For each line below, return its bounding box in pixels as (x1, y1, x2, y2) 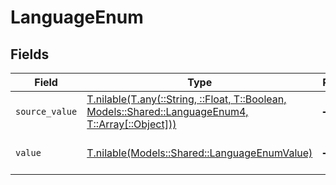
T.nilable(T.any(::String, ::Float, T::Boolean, (86, 92, 287, 106)
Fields (10, 46, 50, 63)
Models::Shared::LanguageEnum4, (86, 105, 249, 118)
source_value (15, 106, 78, 117)
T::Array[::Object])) (86, 117, 177, 131)
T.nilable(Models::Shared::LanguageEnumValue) (86, 146, 313, 160)
